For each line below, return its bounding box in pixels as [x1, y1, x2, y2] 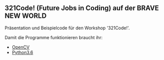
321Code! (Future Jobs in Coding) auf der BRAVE [4, 4, 159, 12]
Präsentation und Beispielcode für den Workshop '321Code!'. [4, 25, 130, 31]
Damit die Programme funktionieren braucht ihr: [4, 34, 103, 40]
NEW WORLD [4, 12, 47, 20]
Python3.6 [11, 49, 33, 55]
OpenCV [11, 44, 30, 50]
